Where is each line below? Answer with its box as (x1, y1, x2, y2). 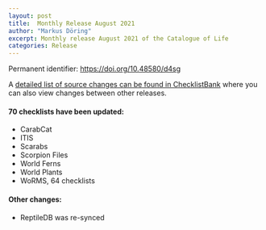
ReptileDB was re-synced (19, 212, 105, 222)
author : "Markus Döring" (8, 27, 92, 35)
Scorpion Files (19, 150, 69, 160)
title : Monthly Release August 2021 (8, 19, 135, 27)
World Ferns (19, 159, 61, 169)
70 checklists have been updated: (8, 107, 125, 116)
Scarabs (19, 142, 48, 152)
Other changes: (8, 194, 62, 204)
